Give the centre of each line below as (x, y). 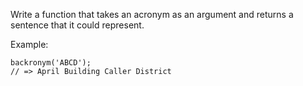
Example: (29, 44)
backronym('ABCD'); (51, 63)
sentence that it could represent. (77, 25)
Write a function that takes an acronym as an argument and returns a (152, 14)
